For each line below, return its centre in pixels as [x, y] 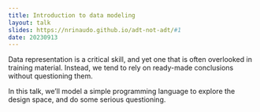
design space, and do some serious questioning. [87, 99]
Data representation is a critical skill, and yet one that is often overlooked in [130, 60]
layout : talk [30, 23]
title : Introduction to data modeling [72, 15]
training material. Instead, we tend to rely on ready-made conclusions [121, 68]
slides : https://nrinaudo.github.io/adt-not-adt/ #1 [95, 30]
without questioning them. [50, 76]
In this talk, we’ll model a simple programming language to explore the [122, 92]
